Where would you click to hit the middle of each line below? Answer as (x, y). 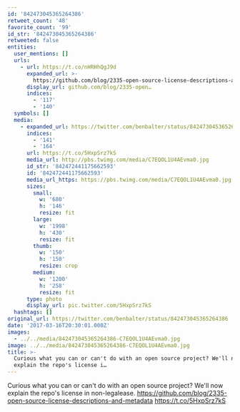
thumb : (43, 246)
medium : (44, 272)
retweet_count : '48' (38, 21)
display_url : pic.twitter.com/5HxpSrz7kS (89, 306)
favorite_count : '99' (40, 27)
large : (43, 220)
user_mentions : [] (41, 54)
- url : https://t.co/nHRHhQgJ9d (68, 67)
